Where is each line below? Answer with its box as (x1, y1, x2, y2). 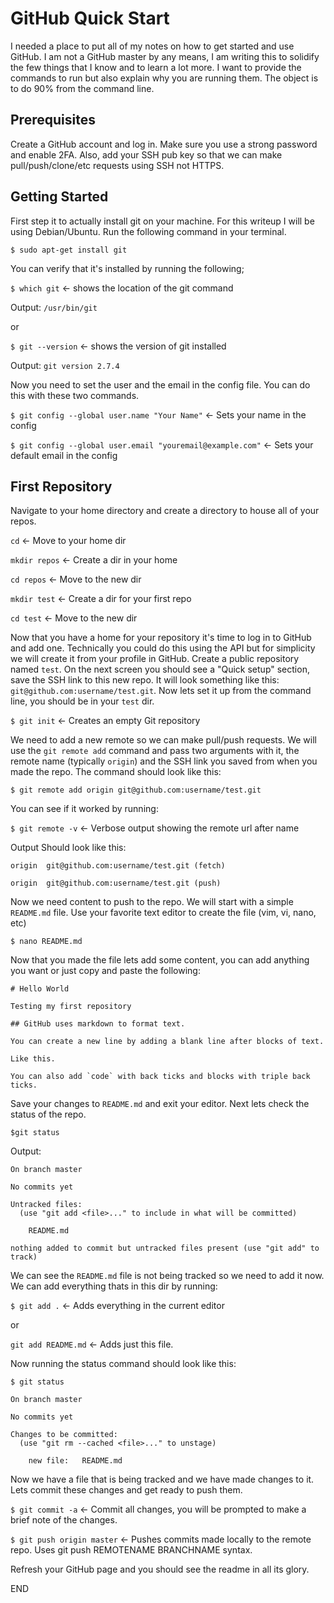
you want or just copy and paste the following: (10, 965, 201, 977)
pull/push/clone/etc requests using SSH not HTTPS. (10, 159, 225, 171)
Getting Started (10, 188, 109, 206)
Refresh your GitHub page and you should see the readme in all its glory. (10, 1563, 310, 1576)
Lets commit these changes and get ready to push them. (10, 1484, 243, 1496)
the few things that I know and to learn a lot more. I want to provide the (10, 61, 302, 73)
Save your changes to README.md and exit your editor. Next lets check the (10, 1098, 310, 1110)
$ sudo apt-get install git (10, 245, 128, 255)
